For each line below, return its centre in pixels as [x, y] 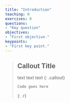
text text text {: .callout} [41, 78]
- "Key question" [23, 28]
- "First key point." [27, 46]
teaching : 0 [17, 14]
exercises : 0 [18, 19]
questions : [16, 23]
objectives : [17, 32]
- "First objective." [27, 37]
